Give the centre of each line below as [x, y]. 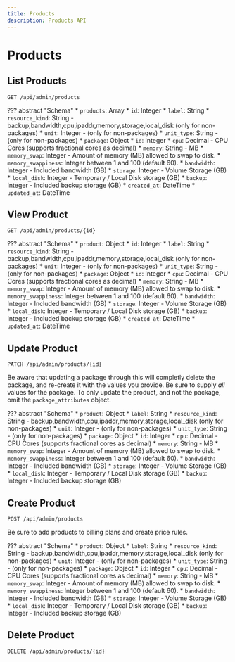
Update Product [43, 348]
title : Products [31, 14]
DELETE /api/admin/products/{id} [56, 651]
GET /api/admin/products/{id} [52, 231]
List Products [37, 81]
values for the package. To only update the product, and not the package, [114, 393]
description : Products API [47, 20]
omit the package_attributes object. [59, 400]
